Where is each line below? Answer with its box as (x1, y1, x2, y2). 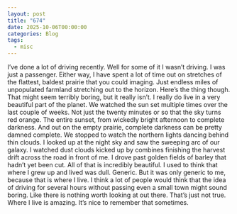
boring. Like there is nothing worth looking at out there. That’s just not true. (7, 191, 226, 199)
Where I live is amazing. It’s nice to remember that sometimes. (7, 198, 189, 206)
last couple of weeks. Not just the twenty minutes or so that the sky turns (7, 108, 221, 116)
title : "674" (7, 17, 46, 24)
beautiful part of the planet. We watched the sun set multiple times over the (7, 101, 228, 108)
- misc (13, 43, 33, 50)
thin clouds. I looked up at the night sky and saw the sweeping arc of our (7, 138, 220, 146)
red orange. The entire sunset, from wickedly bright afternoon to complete (7, 116, 225, 124)
